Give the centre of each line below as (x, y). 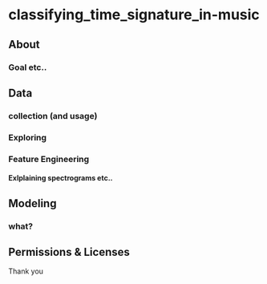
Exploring (27, 137)
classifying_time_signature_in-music (134, 15)
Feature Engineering (49, 159)
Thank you (26, 271)
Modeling (32, 203)
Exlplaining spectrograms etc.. (61, 178)
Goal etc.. (28, 67)
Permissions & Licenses (69, 252)
